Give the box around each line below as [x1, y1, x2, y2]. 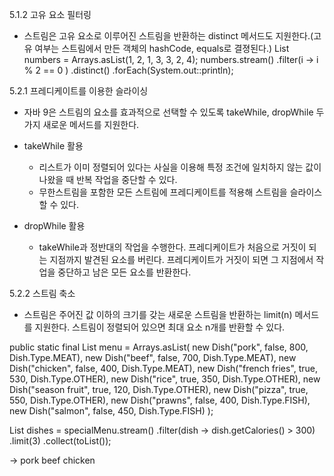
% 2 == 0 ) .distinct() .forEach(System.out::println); [23, 64, 234, 76]
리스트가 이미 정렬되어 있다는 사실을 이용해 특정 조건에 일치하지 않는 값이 [38, 161, 322, 173]
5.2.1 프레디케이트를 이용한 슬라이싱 [9, 85, 149, 97]
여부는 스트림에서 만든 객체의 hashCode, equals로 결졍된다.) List [34, 43, 290, 54]
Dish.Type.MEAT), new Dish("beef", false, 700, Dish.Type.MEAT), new [9, 352, 297, 363]
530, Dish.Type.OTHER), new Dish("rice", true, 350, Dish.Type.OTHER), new [9, 373, 321, 385]
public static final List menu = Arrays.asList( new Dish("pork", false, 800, [9, 341, 309, 353]
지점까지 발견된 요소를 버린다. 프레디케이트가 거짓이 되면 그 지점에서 [49, 254, 314, 265]
